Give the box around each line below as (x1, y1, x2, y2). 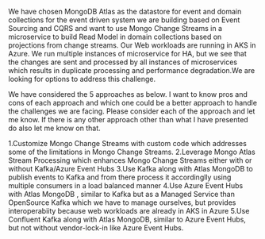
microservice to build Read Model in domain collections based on (8, 32, 222, 41)
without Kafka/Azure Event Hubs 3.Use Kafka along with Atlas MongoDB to (8, 164, 254, 173)
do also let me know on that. (8, 123, 101, 133)
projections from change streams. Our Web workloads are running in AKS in (8, 40, 256, 50)
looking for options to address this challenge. (8, 75, 156, 83)
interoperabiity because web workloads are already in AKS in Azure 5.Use (8, 206, 250, 215)
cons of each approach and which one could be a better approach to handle (8, 98, 258, 107)
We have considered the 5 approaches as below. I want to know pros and (8, 90, 248, 98)
